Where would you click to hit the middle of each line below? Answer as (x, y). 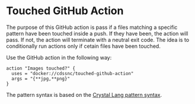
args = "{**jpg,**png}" (41, 79)
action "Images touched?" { (41, 68)
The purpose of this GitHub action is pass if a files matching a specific (92, 27)
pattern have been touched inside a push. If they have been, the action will (97, 33)
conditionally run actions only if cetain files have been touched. (84, 46)
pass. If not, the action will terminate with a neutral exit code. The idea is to (98, 40)
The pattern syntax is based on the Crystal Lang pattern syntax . (84, 95)
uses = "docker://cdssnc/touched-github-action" (73, 73)
